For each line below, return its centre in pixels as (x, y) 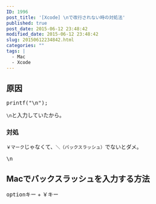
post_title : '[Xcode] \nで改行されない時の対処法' (66, 18)
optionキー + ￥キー (32, 194)
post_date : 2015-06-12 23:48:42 (47, 29)
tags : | (16, 51)
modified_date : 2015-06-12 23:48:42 (52, 34)
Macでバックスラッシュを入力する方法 (78, 179)
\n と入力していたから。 (35, 115)
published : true (27, 23)
